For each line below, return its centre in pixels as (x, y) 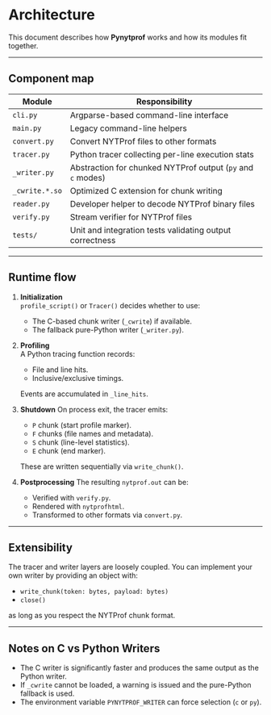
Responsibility (164, 101)
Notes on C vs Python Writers (84, 648)
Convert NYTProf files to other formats (143, 141)
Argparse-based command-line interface (149, 115)
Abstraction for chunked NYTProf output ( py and (162, 167)
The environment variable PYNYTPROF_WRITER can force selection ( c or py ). (141, 702)
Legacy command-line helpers (128, 128)
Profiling (35, 345)
